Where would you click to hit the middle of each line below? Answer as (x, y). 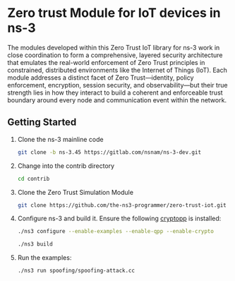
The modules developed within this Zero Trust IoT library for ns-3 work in (114, 47)
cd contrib (34, 179)
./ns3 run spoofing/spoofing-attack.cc (76, 271)
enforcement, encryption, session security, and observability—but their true (117, 85)
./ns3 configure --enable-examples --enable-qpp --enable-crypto (115, 232)
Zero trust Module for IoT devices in (114, 13)
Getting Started (42, 122)
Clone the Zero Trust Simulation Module (76, 192)
